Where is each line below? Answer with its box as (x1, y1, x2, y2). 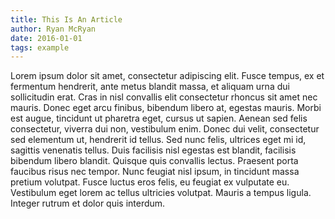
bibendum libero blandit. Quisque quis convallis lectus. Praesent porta (10, 155, 299, 167)
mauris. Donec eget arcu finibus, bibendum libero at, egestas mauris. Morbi (10, 102, 322, 114)
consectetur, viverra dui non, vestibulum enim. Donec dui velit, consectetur (10, 123, 320, 135)
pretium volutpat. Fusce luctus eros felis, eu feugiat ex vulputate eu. (10, 176, 290, 188)
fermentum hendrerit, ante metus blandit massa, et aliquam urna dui (10, 81, 290, 93)
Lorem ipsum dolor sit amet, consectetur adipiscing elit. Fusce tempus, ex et (10, 70, 325, 82)
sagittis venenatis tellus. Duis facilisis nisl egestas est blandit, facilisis (10, 144, 297, 156)
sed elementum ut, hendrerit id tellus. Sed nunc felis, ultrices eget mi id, (10, 134, 307, 146)
